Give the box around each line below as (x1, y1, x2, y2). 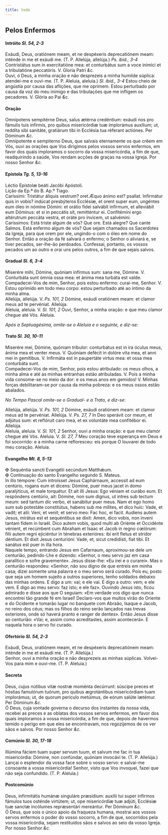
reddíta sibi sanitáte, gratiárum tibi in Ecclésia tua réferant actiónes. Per (5, 127, 153, 133)
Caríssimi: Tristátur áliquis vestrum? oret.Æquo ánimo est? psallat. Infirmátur (5, 193, 163, 199)
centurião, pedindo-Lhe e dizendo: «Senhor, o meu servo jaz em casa (5, 552, 149, 559)
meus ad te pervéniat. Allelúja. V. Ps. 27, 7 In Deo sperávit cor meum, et (5, 412, 152, 418)
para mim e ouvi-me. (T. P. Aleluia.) (14, 660, 87, 667)
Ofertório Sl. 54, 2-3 (5, 633, 48, 639)
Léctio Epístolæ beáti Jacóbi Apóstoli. (5, 182, 83, 188)
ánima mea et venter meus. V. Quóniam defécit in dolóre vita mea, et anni (5, 350, 156, 356)
